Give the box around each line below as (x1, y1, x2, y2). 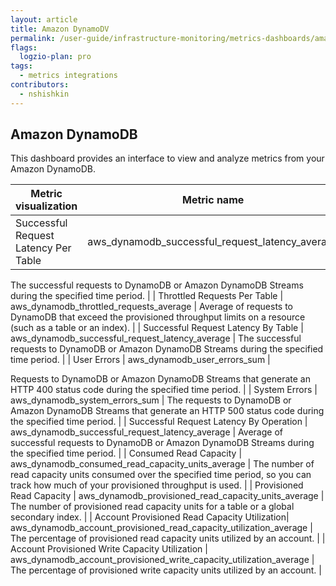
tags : (10, 61, 33, 71)
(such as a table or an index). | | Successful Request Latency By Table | (10, 322, 304, 334)
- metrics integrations (19, 71, 118, 81)
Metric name (181, 193, 245, 207)
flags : (10, 42, 38, 53)
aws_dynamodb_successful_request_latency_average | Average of (10, 426, 283, 438)
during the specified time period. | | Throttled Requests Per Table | (10, 290, 284, 302)
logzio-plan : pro (19, 52, 92, 62)
